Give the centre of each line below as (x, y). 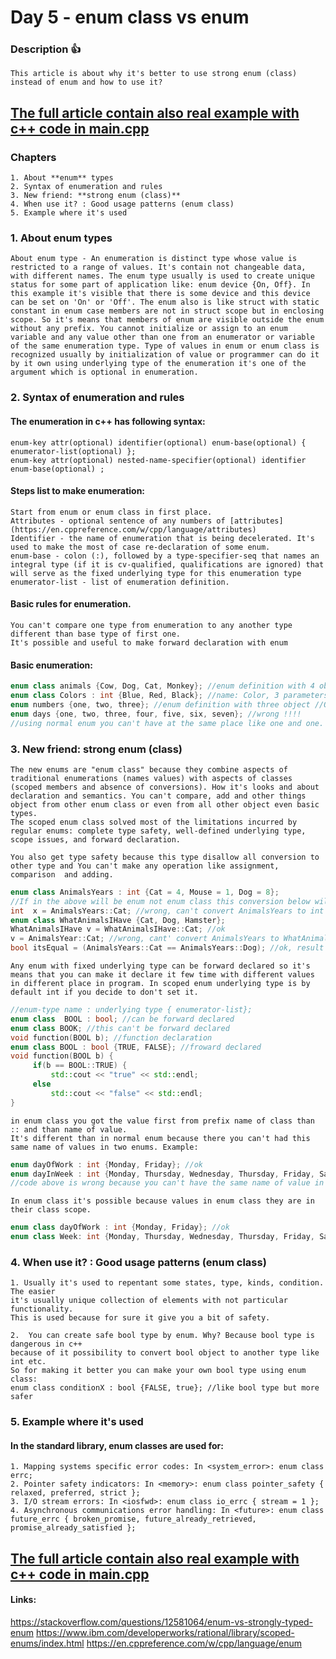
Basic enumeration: (52, 665)
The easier (33, 1292)
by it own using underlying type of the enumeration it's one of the (158, 364)
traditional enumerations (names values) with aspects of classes (151, 778)
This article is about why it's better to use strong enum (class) (154, 74)
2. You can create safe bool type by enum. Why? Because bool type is (162, 1336)
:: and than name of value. (69, 1129)
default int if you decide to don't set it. (104, 992)
